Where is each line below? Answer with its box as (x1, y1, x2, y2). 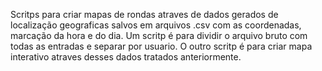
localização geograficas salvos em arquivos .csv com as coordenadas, (10, 19, 302, 31)
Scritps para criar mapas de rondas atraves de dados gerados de (10, 9, 279, 20)
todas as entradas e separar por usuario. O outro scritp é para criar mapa (10, 40, 313, 52)
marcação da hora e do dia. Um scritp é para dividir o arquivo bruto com (10, 30, 308, 41)
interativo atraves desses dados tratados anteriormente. (10, 51, 242, 63)
